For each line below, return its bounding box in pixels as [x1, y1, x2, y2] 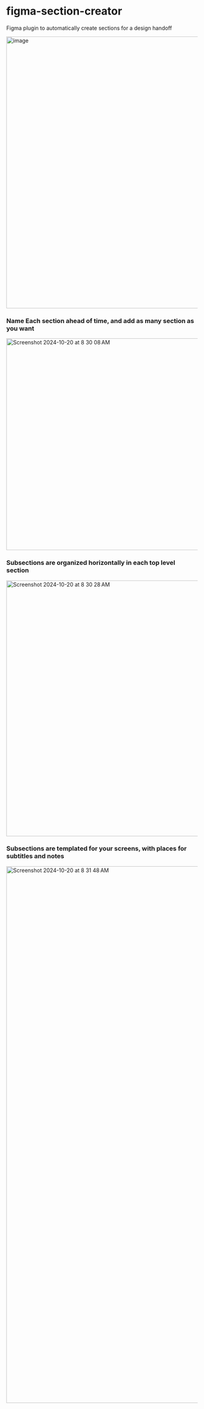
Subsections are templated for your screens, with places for [6, 844, 187, 853]
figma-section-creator [6, 4, 123, 18]
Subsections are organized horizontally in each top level [6, 559, 175, 567]
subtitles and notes [6, 852, 65, 861]
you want [6, 324, 35, 332]
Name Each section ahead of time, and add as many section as [6, 316, 194, 325]
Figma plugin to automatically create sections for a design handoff [6, 24, 172, 32]
